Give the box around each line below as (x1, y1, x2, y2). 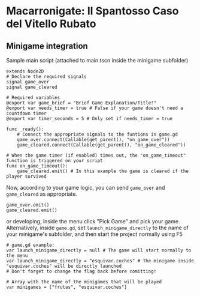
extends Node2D (6, 68, 44, 74)
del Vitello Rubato (6, 17, 96, 31)
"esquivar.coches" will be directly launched (6, 263, 122, 269)
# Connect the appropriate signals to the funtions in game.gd (17, 131, 178, 137)
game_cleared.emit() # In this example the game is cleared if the (17, 168, 189, 174)
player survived (6, 174, 47, 180)
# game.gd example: (6, 242, 55, 248)
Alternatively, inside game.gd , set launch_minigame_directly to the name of (6, 224, 189, 231)
